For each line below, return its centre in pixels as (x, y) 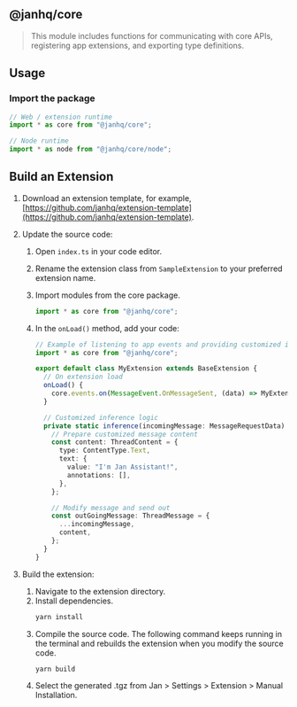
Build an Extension (61, 177)
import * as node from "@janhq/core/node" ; (91, 150)
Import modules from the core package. (108, 295)
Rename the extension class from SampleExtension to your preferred (159, 268)
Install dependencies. (74, 601)
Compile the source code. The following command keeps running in (159, 633)
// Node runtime (39, 141)
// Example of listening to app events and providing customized (158, 345)
